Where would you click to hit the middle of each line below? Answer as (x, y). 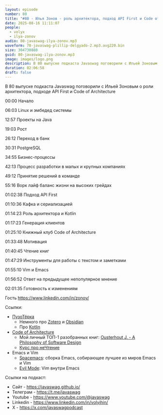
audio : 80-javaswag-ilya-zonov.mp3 (41, 41)
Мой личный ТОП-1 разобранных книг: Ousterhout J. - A (77, 337)
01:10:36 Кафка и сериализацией (39, 204)
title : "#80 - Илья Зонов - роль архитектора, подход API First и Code (79, 18)
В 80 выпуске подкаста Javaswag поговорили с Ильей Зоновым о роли (79, 86)
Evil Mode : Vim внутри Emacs (49, 368)
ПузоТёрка (23, 316)
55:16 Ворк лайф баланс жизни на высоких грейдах (58, 185)
